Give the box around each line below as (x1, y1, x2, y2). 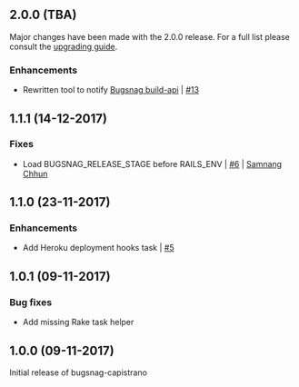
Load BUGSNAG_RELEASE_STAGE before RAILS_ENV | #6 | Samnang (22, 158, 283, 169)
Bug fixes (9, 295, 53, 308)
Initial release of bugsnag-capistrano (9, 367, 148, 378)
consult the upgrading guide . (9, 41, 118, 52)
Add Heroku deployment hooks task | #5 (22, 243, 174, 253)
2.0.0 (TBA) (9, 7, 77, 23)
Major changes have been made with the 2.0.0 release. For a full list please (9, 31, 291, 42)
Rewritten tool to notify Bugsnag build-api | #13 (22, 84, 200, 95)
